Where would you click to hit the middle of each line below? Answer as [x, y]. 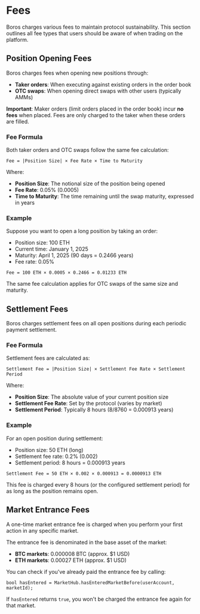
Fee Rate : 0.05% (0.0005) [47, 190]
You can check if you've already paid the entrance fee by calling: [86, 572]
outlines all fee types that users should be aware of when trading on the [95, 33]
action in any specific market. [42, 530]
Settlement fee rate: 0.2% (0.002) [56, 456]
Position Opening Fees [49, 58]
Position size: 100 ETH [42, 243]
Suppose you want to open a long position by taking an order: [82, 231]
